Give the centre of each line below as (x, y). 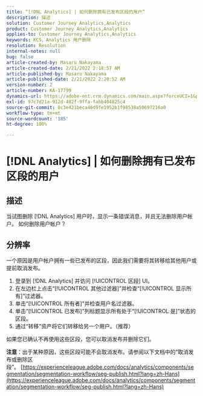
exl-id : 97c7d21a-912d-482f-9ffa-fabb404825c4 (66, 102)
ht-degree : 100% (27, 125)
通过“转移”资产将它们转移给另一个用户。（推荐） (74, 326)
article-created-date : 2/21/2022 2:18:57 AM (63, 68)
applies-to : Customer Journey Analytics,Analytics (71, 34)
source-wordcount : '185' (37, 118)
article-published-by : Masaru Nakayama (56, 74)
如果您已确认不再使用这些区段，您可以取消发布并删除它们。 (80, 339)
